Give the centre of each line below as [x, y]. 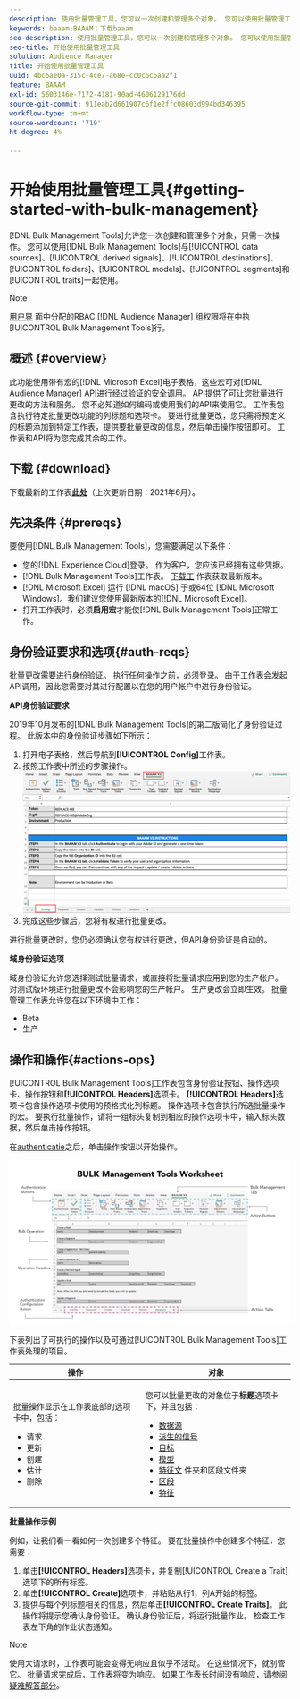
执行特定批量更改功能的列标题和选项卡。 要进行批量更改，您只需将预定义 [151, 415]
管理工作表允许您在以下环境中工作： [76, 1000]
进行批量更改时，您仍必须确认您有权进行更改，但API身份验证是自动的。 [141, 940]
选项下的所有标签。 [58, 1582]
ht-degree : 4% [36, 132]
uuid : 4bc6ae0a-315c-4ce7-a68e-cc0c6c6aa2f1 [93, 76]
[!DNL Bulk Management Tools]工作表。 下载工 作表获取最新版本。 [144, 576]
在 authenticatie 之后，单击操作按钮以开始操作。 [96, 1147]
